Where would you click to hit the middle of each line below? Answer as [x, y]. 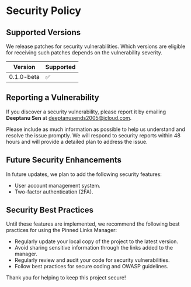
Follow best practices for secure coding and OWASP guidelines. [91, 267]
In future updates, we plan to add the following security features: [84, 174]
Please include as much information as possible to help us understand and [95, 129]
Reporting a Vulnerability [53, 98]
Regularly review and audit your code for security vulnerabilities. [92, 260]
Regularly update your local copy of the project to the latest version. [96, 241]
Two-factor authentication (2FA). [54, 192]
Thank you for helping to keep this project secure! [66, 278]
